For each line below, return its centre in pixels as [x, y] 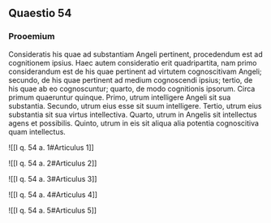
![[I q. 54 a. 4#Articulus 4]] [53, 195]
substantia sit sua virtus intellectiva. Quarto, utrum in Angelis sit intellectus [133, 114]
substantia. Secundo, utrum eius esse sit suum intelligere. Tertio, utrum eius [135, 105]
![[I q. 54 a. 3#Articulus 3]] [53, 178]
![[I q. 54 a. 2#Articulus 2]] [53, 163]
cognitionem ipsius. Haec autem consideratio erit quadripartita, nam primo [133, 62]
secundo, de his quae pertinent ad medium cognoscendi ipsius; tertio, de [131, 79]
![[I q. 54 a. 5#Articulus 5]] [53, 210]
